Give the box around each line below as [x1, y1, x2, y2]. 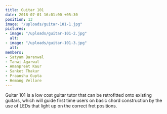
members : [5, 50, 24, 55]
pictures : [5, 26, 26, 31]
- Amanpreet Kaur [5, 64, 42, 69]
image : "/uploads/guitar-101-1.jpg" [5, 21, 82, 27]
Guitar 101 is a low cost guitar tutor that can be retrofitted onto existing [5, 92, 152, 98]
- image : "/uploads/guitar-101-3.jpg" [5, 41, 87, 46]
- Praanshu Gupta [5, 73, 42, 79]
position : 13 [5, 17, 33, 22]
